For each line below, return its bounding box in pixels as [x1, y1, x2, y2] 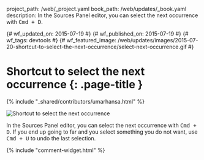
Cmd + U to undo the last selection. [6, 134, 96, 142]
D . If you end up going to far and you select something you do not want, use [6, 128, 198, 135]
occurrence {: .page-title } [6, 78, 143, 91]
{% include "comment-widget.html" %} [6, 147, 105, 154]
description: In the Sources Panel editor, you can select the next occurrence [6, 12, 198, 19]
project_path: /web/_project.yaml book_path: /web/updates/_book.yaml [6, 6, 187, 12]
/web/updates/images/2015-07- [117, 37, 198, 44]
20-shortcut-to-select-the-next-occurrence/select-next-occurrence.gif [6, 43, 187, 50]
